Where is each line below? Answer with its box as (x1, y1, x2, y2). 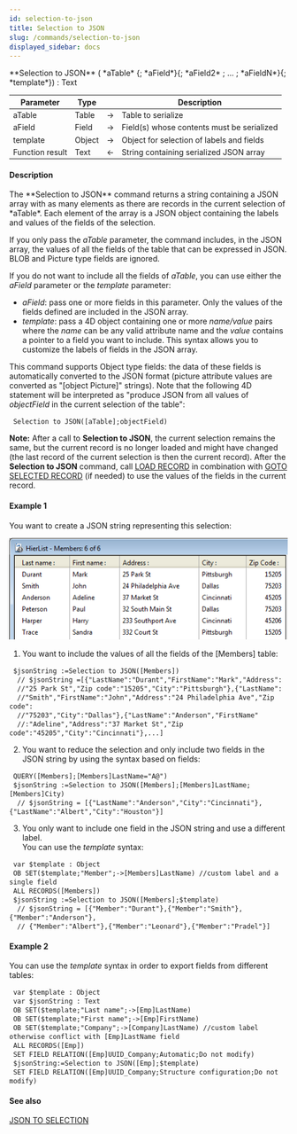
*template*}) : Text (9, 77, 78, 88)
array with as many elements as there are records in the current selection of (9, 199, 286, 209)
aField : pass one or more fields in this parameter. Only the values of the (21, 297, 283, 308)
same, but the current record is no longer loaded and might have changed (9, 442, 278, 453)
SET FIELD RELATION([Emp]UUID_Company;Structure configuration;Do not (12, 1068, 278, 1077)
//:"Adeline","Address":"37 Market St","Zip (17, 719, 184, 729)
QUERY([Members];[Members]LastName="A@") (12, 771, 168, 780)
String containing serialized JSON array (121, 146, 265, 157)
